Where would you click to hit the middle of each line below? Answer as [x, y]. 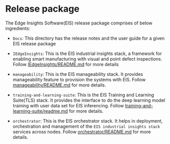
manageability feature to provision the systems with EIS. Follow [79, 79]
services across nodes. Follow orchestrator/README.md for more [82, 132]
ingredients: [18, 28]
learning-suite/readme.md [40, 111]
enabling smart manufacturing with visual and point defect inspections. [87, 59]
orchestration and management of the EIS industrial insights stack [86, 126]
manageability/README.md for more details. [59, 85]
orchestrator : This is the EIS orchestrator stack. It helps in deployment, [88, 121]
